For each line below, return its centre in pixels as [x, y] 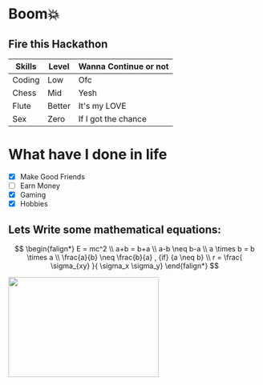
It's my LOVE [102, 106]
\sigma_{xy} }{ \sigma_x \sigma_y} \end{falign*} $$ [135, 266]
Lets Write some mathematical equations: [115, 229]
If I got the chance [112, 119]
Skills [26, 66]
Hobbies [34, 204]
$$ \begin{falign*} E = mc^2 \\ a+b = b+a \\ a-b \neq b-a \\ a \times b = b [135, 249]
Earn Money [40, 186]
